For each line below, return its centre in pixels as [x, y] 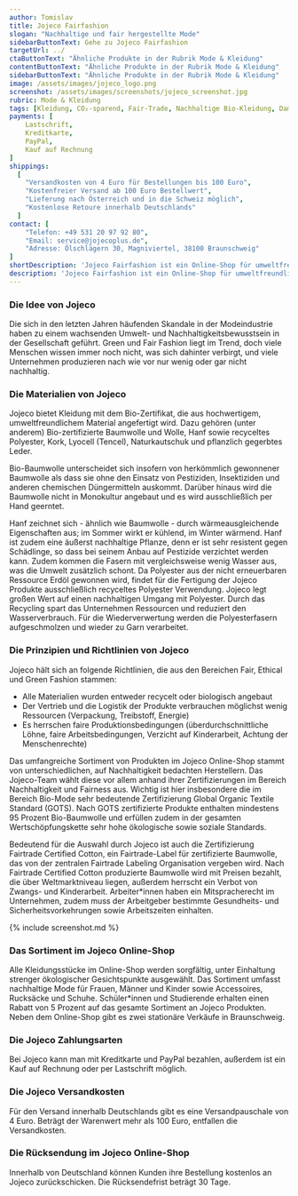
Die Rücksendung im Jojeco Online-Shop [99, 1153]
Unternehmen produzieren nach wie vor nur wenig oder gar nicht [128, 362]
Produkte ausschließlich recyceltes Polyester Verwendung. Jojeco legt [138, 590]
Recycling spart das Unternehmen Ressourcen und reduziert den [128, 609]
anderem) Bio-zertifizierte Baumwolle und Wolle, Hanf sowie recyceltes [140, 433]
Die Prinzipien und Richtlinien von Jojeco [99, 650]
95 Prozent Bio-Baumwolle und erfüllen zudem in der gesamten [125, 817]
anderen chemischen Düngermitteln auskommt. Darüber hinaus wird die [141, 487]
